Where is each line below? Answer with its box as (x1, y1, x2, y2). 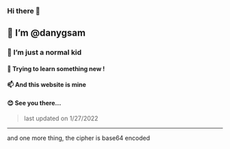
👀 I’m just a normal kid (7, 48, 82, 57)
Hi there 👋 (7, 6, 41, 16)
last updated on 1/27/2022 (23, 114, 99, 122)
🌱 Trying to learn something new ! (7, 64, 105, 72)
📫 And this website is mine (7, 81, 87, 89)
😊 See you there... (7, 99, 62, 107)
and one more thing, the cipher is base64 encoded (7, 133, 151, 142)
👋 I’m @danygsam (7, 27, 86, 39)
